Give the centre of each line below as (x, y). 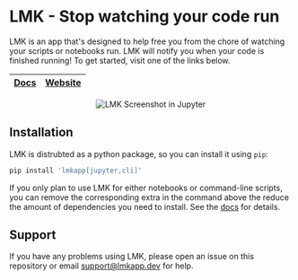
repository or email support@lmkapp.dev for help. (101, 266)
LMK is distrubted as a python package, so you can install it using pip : (139, 153)
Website (63, 83)
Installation (41, 132)
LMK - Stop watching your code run (145, 17)
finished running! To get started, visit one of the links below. (120, 60)
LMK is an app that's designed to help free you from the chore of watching (147, 41)
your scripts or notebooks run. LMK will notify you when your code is (137, 50)
